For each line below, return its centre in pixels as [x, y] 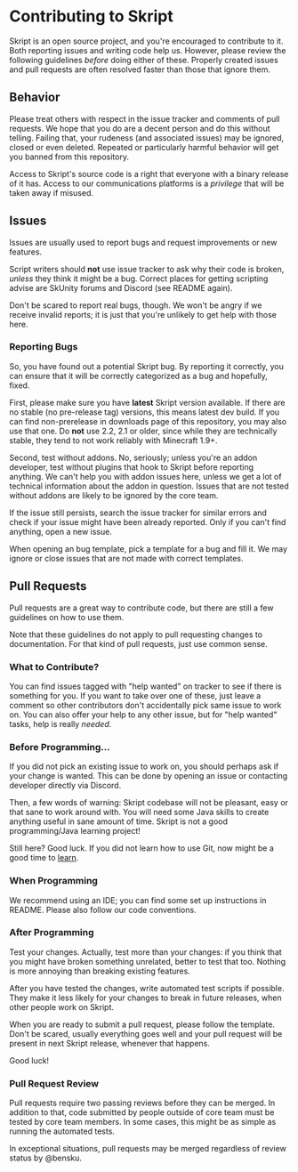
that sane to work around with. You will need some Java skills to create [139, 812]
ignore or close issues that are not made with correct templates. [126, 558]
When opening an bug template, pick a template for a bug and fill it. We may [148, 548]
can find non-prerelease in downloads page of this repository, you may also [148, 421]
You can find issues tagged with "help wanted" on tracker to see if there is [145, 686]
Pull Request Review [54, 1083]
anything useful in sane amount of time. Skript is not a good [119, 821]
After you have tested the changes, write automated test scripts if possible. [147, 988]
